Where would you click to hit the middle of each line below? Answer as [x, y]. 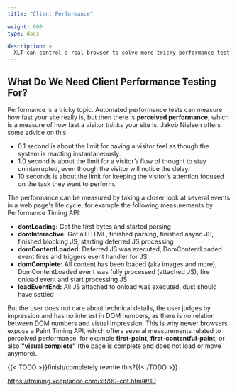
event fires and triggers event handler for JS [82, 256]
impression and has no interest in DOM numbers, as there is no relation [111, 315]
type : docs [23, 33]
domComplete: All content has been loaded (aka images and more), [117, 264]
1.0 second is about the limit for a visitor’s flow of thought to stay [112, 161]
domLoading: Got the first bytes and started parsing [94, 226]
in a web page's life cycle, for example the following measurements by [110, 205]
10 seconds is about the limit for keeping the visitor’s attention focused [121, 176]
